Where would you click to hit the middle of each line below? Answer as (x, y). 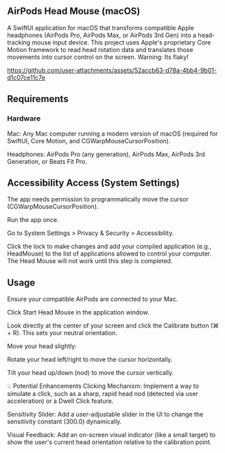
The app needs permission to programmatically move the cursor (98, 199)
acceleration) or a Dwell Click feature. (60, 401)
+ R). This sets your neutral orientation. (62, 333)
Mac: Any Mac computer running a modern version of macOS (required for (113, 134)
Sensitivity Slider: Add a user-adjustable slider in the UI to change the (105, 415)
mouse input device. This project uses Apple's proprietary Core (121, 42)
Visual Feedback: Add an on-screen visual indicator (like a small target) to (111, 435)
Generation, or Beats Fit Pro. (47, 161)
